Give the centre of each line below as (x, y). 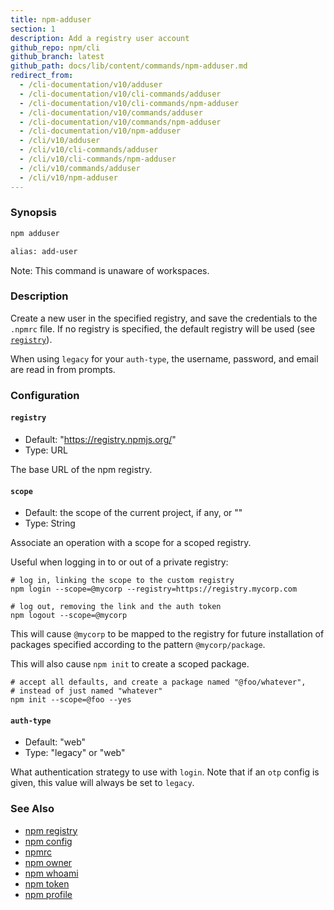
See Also (32, 809)
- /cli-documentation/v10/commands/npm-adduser (120, 122)
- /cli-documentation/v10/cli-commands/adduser (120, 94)
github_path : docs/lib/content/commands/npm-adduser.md (129, 66)
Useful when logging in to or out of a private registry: (119, 562)
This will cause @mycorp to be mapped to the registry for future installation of (167, 634)
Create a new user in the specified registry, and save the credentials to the (164, 318)
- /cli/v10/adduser (60, 141)
